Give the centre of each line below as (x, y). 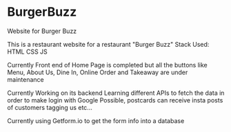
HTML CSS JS (28, 52)
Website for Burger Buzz (42, 31)
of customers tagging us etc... (50, 107)
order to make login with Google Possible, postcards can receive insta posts (115, 100)
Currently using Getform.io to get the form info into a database (96, 120)
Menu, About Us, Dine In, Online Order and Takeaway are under (98, 72)
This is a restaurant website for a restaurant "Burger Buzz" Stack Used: (108, 44)
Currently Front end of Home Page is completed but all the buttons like (108, 65)
